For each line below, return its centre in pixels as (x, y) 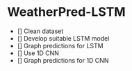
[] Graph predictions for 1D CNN (63, 60)
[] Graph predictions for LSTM (60, 45)
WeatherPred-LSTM (67, 12)
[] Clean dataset (40, 31)
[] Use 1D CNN (38, 53)
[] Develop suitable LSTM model (63, 38)
